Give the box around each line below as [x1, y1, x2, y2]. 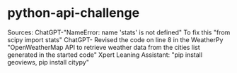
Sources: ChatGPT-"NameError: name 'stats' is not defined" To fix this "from [7, 28, 231, 36]
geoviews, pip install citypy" [7, 58, 90, 66]
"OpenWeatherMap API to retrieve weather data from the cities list [7, 43, 200, 51]
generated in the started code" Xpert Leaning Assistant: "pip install [7, 51, 203, 59]
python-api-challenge [7, 5, 140, 21]
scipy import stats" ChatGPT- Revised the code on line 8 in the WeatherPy [7, 35, 224, 44]
